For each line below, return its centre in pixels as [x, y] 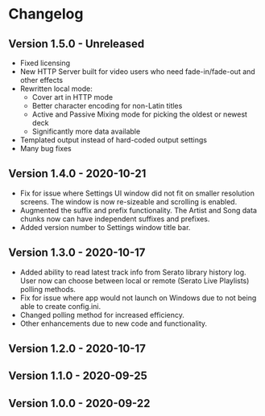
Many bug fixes [46, 148]
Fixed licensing [45, 63]
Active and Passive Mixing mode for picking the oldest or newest [140, 114]
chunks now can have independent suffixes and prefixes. [115, 219]
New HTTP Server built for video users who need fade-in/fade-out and [137, 72]
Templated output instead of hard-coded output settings [114, 140]
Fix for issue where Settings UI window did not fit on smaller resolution [137, 193]
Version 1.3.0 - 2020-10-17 [77, 253]
